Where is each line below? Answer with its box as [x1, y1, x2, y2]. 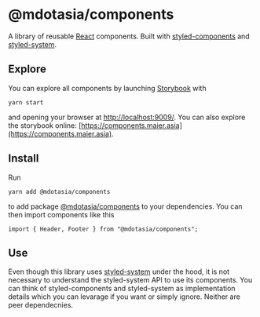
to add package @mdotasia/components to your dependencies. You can [8, 202, 243, 211]
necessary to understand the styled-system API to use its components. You [8, 275, 253, 285]
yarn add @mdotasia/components [8, 188, 111, 195]
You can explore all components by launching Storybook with [8, 83, 207, 93]
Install [8, 151, 39, 166]
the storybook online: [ [8, 120, 82, 130]
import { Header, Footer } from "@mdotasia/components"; [8, 225, 199, 233]
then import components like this [8, 210, 115, 219]
